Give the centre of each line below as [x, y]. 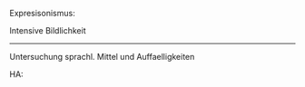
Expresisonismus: [42, 13]
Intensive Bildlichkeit [48, 30]
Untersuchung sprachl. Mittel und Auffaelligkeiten [102, 57]
